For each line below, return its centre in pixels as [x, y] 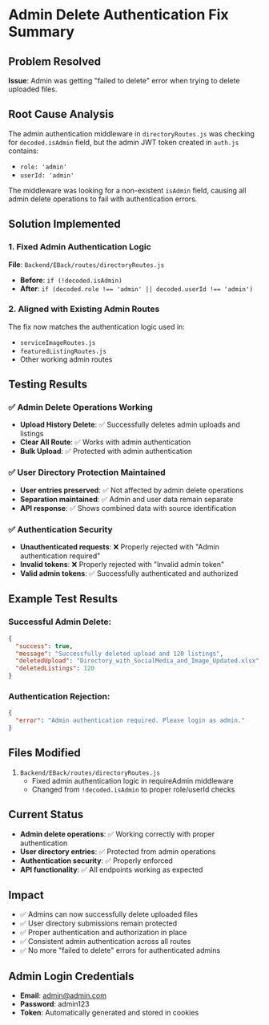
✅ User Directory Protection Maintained [87, 472]
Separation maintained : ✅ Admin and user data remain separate [126, 499]
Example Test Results [63, 599]
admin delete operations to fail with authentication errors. [103, 199]
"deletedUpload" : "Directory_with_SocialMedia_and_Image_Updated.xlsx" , [139, 661]
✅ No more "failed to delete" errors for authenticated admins [120, 950]
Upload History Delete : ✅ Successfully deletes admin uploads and [130, 425]
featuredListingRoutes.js [63, 351]
